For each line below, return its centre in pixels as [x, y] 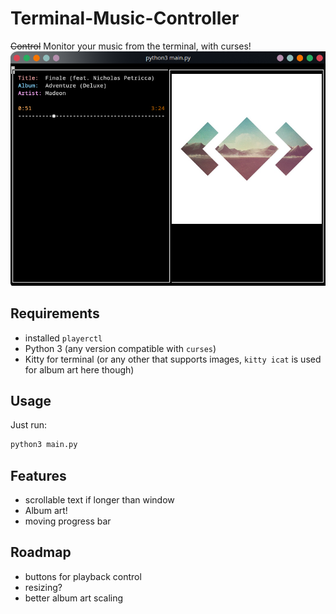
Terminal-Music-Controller [125, 18]
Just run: [29, 425]
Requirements [55, 313]
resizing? [43, 587]
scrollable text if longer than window [99, 500]
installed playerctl [63, 338]
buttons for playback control [83, 576]
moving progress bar [68, 521]
